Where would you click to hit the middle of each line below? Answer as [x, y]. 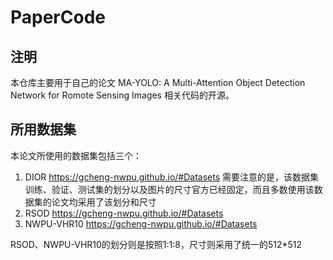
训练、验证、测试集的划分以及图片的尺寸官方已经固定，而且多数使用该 [169, 189]
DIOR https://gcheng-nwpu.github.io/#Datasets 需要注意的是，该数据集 [171, 177]
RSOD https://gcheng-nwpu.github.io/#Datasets [124, 213]
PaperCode [58, 17]
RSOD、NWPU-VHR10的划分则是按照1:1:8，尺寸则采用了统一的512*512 [156, 244]
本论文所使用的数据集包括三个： [76, 155]
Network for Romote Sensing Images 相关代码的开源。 [122, 95]
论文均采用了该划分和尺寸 [104, 202]
